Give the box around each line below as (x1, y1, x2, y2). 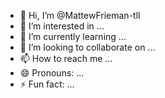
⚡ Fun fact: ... (19, 78, 75, 90)
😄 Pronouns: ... (19, 67, 85, 79)
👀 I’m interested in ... (19, 20, 105, 32)
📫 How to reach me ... (19, 53, 113, 64)
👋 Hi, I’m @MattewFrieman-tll (19, 10, 141, 21)
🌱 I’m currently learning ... (19, 31, 127, 42)
